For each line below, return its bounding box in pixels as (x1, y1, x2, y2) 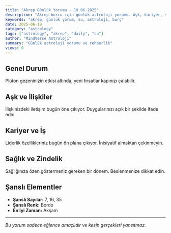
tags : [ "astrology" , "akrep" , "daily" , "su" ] (5, 31, 103, 36)
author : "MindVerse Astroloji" (5, 36, 72, 41)
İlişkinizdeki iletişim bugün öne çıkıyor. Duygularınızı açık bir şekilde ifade (5, 106, 159, 112)
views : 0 (5, 45, 24, 50)
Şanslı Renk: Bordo (12, 202, 53, 208)
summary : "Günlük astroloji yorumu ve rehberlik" (5, 41, 113, 46)
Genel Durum (5, 64, 48, 73)
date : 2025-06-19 (5, 21, 42, 27)
